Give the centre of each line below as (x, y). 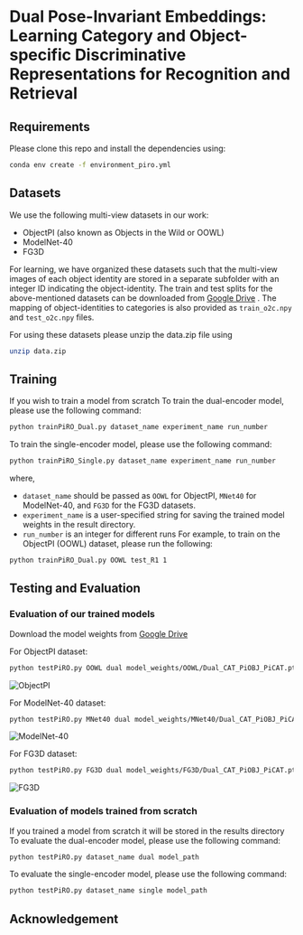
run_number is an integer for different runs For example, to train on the (151, 534)
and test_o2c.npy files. (52, 317)
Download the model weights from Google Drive (99, 633)
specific (41, 55)
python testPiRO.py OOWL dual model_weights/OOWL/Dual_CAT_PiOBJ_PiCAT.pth (155, 668)
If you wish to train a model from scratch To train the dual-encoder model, (147, 401)
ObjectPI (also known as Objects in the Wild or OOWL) (123, 232)
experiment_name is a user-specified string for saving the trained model (154, 515)
